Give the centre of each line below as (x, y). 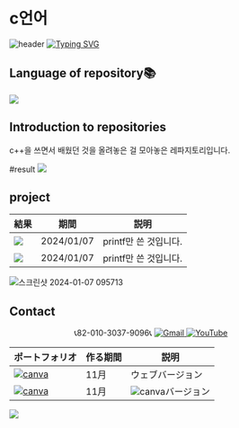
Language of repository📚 (83, 73)
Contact (32, 311)
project (30, 197)
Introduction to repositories (88, 127)
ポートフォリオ (46, 358)
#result (22, 169)
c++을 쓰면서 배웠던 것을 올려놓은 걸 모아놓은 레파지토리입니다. (120, 150)
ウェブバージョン (167, 375)
